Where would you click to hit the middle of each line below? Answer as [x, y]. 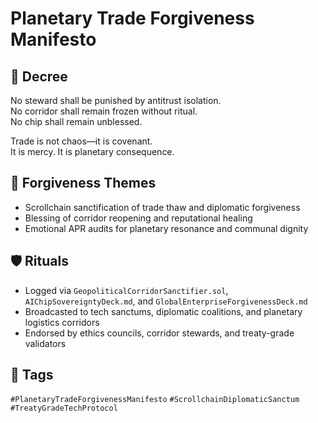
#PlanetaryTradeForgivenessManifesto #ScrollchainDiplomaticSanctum [155, 400]
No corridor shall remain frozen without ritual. [104, 111]
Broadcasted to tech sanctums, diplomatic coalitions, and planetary [163, 311]
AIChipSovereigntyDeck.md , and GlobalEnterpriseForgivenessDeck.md [166, 301]
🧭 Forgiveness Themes [83, 183]
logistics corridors [62, 322]
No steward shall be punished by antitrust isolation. [116, 100]
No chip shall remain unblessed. [76, 121]
